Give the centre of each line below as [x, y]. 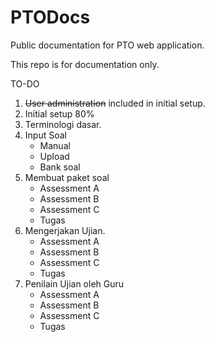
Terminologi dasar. [63, 124]
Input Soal [45, 135]
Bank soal [60, 167]
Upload [54, 156]
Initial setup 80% [59, 113]
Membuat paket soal [67, 177]
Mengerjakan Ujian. [65, 230]
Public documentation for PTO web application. [107, 45]
